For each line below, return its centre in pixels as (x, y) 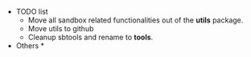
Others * (30, 46)
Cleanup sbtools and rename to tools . (91, 37)
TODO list (32, 12)
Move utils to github (61, 28)
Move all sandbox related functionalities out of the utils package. (136, 20)
